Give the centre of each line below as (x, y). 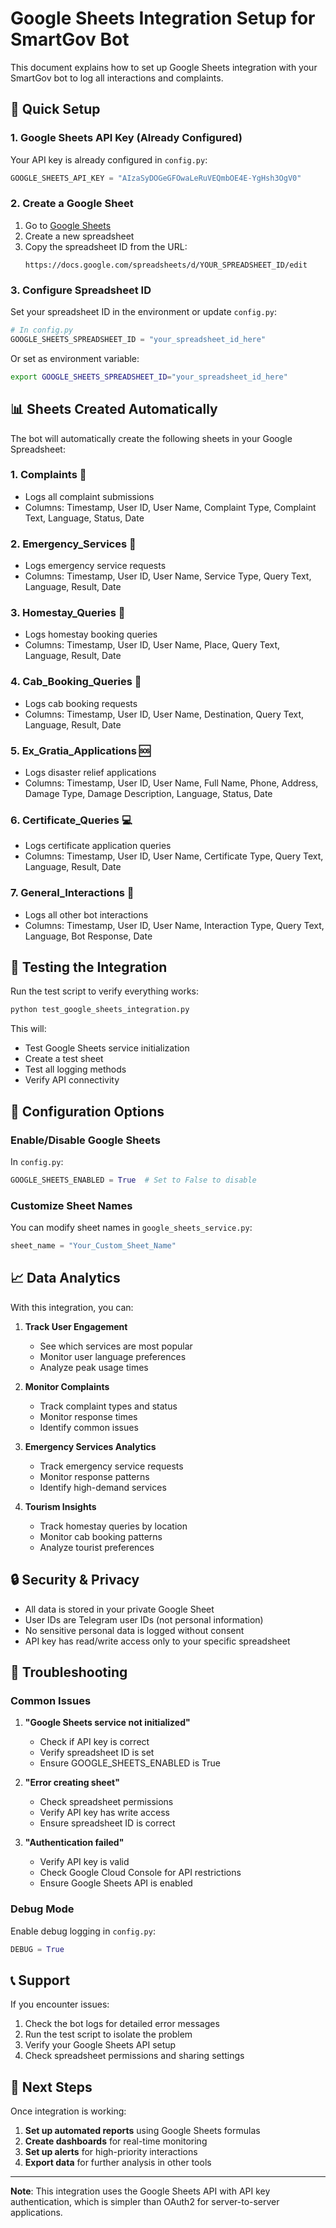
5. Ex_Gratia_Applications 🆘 (80, 750)
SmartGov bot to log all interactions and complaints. (117, 78)
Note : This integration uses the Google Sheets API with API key (140, 2191)
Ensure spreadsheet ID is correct (107, 1823)
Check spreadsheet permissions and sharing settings (134, 2056)
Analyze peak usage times (94, 1367)
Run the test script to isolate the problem (108, 2034)
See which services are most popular (116, 1346)
